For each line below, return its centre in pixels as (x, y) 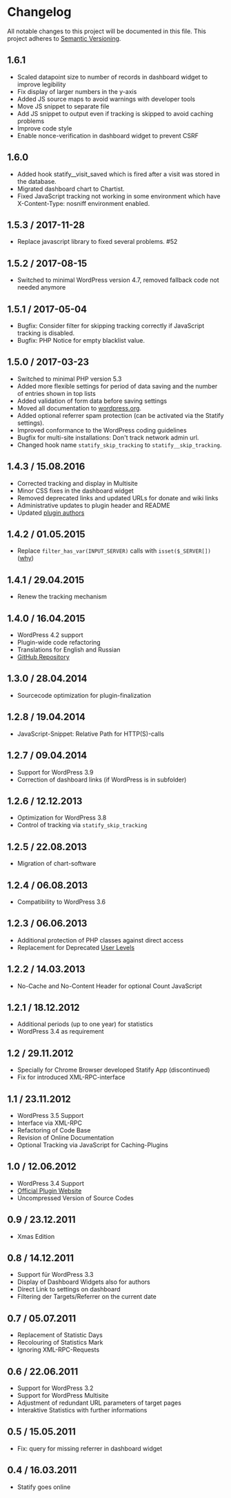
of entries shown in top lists (57, 393)
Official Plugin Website (49, 1191)
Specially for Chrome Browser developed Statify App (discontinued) (113, 1070)
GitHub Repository (43, 657)
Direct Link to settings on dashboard (69, 1289)
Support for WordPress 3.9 (55, 772)
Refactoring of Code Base (54, 1130)
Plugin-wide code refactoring (59, 643)
